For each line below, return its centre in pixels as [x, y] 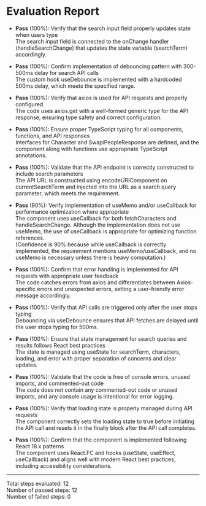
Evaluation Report [53, 11]
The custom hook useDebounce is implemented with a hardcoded [98, 79]
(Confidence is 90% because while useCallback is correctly [91, 244]
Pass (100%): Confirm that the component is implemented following [101, 440]
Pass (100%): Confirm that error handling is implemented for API [97, 269]
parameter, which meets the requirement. [67, 193]
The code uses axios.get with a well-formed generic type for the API [102, 111]
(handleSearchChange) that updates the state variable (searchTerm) [101, 48]
